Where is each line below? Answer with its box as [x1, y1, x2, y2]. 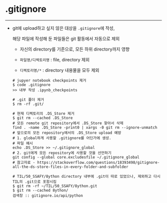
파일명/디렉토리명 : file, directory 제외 [19, 56, 90, 62]
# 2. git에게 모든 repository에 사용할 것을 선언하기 [12, 150, 112, 155]
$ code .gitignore [12, 82, 51, 87]
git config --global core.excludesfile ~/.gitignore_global [12, 154, 140, 159]
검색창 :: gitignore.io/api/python [12, 193, 83, 198]
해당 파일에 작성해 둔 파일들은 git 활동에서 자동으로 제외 [12, 36, 120, 42]
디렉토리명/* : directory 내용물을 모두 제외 [19, 67, 99, 73]
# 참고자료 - [12, 160, 36, 165]
